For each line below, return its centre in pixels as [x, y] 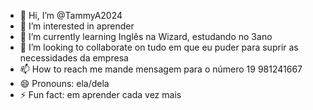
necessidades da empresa [74, 58]
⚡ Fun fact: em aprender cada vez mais [100, 94]
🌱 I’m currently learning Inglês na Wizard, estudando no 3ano [146, 36]
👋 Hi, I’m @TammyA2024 [71, 15]
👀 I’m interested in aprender [77, 26]
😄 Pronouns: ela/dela [64, 83]
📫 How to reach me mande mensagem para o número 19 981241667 [161, 69]
